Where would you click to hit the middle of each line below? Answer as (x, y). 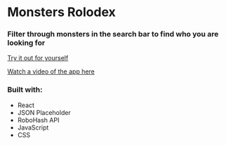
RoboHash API (38, 120)
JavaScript (33, 127)
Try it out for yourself (38, 58)
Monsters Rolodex (61, 12)
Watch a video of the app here (51, 71)
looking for (26, 43)
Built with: (25, 90)
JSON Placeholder (44, 112)
